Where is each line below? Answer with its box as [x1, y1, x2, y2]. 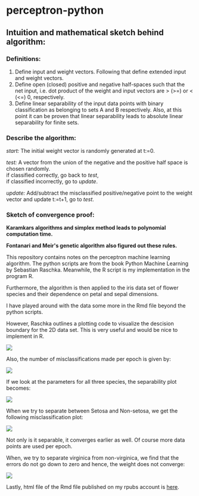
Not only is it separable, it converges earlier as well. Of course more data [6, 436, 185, 443]
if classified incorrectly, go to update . [6, 178, 98, 185]
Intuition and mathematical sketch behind [6, 27, 164, 38]
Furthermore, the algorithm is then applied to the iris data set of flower [6, 284, 179, 291]
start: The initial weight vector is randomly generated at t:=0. [6, 147, 155, 155]
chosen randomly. [6, 165, 51, 172]
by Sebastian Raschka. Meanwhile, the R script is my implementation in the [6, 266, 190, 273]
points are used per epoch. [6, 443, 73, 450]
